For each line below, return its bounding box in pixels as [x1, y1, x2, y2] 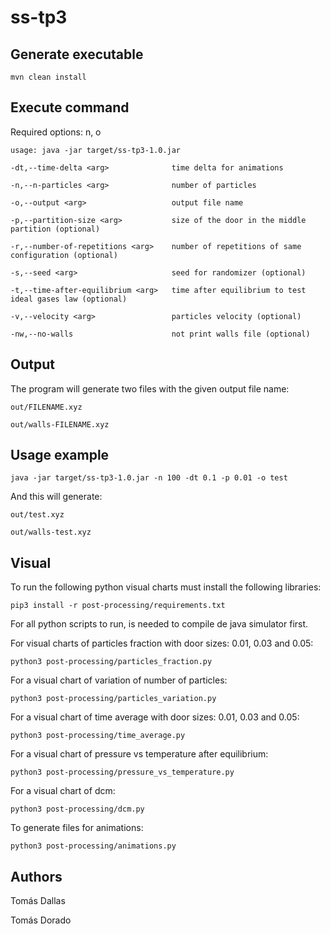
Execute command [10, 99, 130, 116]
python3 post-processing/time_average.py [10, 731, 186, 741]
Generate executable [10, 46, 144, 63]
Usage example [10, 447, 110, 464]
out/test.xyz [10, 510, 65, 520]
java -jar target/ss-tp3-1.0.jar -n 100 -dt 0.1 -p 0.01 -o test [10, 473, 288, 483]
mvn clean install [10, 72, 87, 82]
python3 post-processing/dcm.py [10, 804, 145, 815]
